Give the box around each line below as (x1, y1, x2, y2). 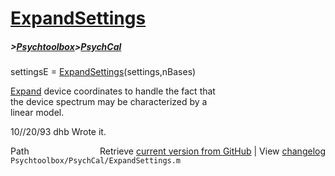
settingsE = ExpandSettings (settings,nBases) (10, 66, 197, 78)
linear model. (10, 107, 65, 119)
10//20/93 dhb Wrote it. (10, 126, 107, 138)
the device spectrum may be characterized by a (10, 96, 208, 108)
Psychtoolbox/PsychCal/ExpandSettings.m (10, 156, 182, 166)
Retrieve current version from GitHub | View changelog (99, 145, 326, 157)
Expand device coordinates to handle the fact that (10, 85, 216, 97)
